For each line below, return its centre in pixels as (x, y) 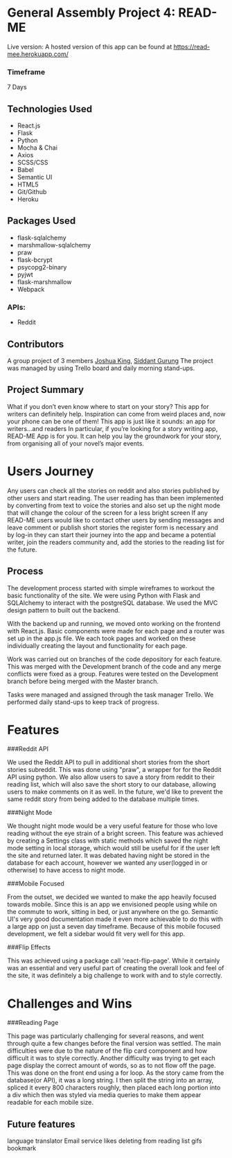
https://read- (191, 46)
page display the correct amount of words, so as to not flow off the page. (111, 1066)
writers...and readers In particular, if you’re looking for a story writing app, (113, 428)
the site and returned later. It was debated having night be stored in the (108, 856)
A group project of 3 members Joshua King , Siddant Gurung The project (110, 360)
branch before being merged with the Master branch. (83, 681)
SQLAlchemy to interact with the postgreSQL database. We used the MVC (113, 603)
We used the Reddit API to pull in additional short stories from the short (108, 762)
